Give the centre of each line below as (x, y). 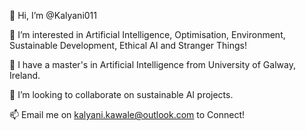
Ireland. (25, 75)
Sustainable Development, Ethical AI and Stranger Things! (128, 45)
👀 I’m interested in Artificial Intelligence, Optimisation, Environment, (147, 34)
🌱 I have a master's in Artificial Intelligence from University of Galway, (152, 64)
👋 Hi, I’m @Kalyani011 (53, 15)
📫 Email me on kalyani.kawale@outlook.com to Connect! (127, 114)
